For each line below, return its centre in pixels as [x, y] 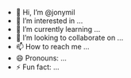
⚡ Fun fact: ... [37, 67]
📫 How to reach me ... [52, 47]
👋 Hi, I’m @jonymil [45, 12]
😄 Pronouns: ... [41, 58]
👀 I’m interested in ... [49, 21]
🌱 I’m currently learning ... [58, 29]
